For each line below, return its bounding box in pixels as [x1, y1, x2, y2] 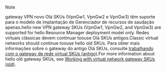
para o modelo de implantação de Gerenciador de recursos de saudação [5, 19, 155, 25]
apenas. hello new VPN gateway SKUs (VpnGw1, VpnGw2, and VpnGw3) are [5, 24, 162, 30]
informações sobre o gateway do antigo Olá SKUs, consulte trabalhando [5, 46, 154, 51]
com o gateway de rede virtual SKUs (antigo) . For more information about [5, 51, 155, 57]
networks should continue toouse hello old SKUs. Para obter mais [5, 40, 140, 46]
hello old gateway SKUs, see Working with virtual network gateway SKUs [5, 56, 156, 62]
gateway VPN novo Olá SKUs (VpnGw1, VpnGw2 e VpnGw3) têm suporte [5, 14, 156, 19]
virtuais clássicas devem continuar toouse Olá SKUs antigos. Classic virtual [5, 35, 159, 41]
